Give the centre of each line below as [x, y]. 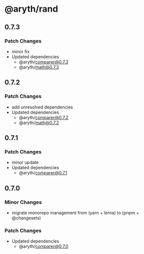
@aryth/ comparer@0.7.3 [44, 62]
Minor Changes [23, 202]
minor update [25, 163]
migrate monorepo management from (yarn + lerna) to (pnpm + [75, 212]
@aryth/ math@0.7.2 [39, 123]
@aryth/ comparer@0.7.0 [44, 246]
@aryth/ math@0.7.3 [39, 67]
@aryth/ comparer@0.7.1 [43, 173]
